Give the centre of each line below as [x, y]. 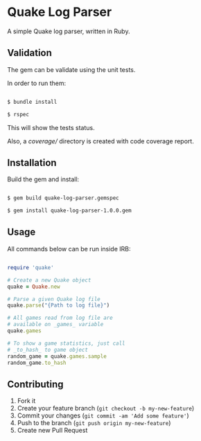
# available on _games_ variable [55, 325]
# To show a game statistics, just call [67, 343]
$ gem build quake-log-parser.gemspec [63, 198]
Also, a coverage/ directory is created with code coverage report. [101, 141]
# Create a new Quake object [49, 280]
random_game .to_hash [37, 363]
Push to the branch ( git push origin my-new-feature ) [94, 423]
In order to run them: [37, 83]
